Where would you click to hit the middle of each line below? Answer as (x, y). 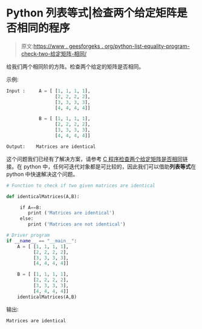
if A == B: (31, 207)
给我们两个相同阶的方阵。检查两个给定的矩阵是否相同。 (75, 66)
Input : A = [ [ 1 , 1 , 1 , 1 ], (48, 91)
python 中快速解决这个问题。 (42, 174)
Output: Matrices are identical (51, 147)
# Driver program (28, 235)
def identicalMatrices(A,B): (43, 196)
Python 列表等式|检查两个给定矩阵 (92, 13)
